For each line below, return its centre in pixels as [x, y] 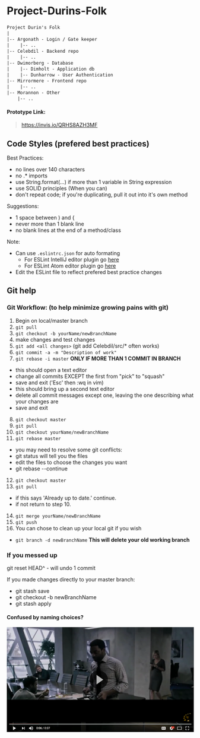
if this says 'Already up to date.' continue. [66, 498]
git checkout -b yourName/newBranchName [66, 333]
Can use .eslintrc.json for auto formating [68, 253]
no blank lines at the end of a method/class [68, 230]
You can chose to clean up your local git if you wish [78, 528]
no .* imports [31, 176]
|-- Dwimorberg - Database [40, 63]
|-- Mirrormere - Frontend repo [47, 81]
